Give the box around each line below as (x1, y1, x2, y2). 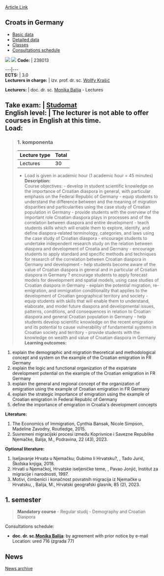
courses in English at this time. (5, 117, 102, 125)
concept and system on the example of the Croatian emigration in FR (12, 354, 152, 361)
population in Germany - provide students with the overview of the (24, 209, 160, 215)
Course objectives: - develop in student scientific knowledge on (24, 183, 154, 189)
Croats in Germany (5, 18, 64, 27)
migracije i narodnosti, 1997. (12, 471, 69, 477)
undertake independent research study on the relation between (24, 241, 153, 246)
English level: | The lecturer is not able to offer (5, 109, 149, 117)
